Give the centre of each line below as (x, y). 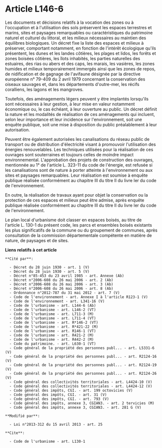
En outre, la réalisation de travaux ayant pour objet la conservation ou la (77, 195)
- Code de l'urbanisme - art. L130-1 (47, 441)
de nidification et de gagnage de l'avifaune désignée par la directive (73, 74)
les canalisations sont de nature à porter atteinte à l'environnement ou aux (79, 170)
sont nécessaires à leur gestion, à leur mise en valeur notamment (70, 104)
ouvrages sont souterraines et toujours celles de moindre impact (69, 154)
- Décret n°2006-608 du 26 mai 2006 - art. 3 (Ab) (61, 284)
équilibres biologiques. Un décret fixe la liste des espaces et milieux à (74, 43)
